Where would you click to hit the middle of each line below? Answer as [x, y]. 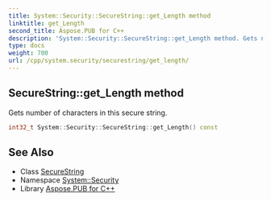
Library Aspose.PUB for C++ [67, 189]
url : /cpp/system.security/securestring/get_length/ [99, 61]
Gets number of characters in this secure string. [88, 113]
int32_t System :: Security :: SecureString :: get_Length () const [113, 127]
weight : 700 [28, 53]
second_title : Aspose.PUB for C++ [67, 31]
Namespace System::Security [69, 180]
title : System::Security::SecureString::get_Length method [110, 16]
